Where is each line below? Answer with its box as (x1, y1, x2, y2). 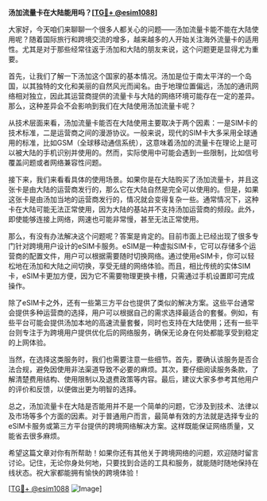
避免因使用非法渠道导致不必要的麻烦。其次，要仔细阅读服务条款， (35, 365, 252, 374)
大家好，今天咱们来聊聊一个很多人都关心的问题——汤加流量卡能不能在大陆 (8, 25, 252, 34)
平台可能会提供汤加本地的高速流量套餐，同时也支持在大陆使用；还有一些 (14, 318, 252, 327)
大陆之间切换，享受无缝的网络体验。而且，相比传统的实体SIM (49, 262, 251, 270)
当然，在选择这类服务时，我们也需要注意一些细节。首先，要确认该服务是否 (8, 355, 252, 364)
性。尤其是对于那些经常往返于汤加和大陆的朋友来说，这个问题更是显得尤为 (8, 45, 252, 54)
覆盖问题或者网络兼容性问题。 (8, 158, 106, 167)
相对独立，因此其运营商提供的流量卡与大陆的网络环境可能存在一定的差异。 (14, 91, 259, 100)
